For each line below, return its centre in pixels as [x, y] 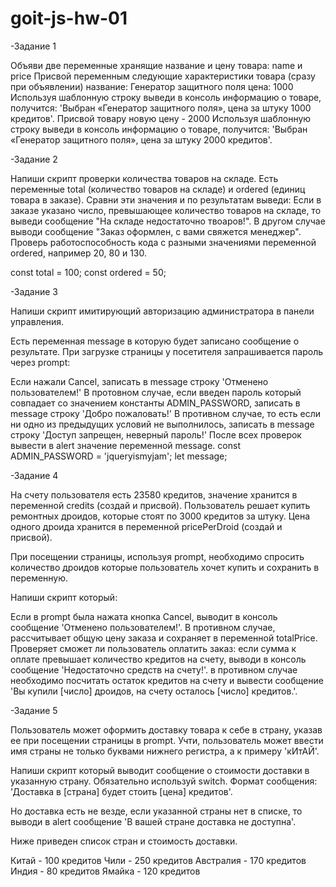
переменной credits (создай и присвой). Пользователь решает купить [160, 505]
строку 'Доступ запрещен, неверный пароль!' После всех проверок [156, 434]
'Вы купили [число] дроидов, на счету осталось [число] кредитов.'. [154, 691]
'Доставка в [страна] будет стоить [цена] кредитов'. [121, 791]
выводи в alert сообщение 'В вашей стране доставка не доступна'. [153, 821]
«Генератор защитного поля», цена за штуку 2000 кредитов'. [141, 139]
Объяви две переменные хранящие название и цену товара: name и [156, 65]
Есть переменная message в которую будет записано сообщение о [155, 341]
